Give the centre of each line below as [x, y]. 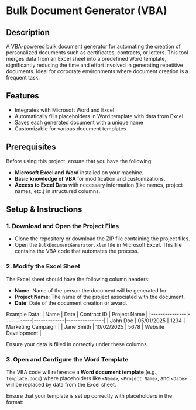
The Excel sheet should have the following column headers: [78, 279]
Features [23, 96]
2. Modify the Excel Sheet [43, 266]
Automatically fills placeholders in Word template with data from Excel [99, 116]
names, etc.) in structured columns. [57, 191]
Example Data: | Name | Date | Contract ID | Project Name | [77, 314]
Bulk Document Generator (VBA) [87, 11]
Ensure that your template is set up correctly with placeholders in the [89, 395]
